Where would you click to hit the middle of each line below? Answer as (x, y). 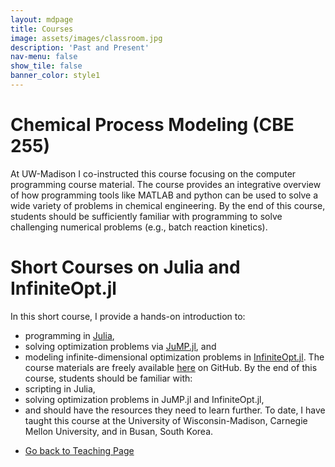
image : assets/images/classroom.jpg (86, 38)
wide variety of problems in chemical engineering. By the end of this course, (168, 205)
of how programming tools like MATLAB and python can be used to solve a (164, 195)
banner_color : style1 (55, 76)
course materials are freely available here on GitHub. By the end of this (171, 367)
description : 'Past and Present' (80, 47)
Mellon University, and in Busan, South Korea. (119, 431)
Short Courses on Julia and (125, 267)
